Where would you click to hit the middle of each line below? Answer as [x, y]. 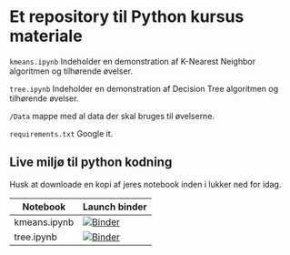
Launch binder [115, 207]
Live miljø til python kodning [91, 163]
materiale [46, 36]
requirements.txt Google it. [61, 133]
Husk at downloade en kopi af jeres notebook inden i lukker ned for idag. [145, 184]
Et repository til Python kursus [127, 17]
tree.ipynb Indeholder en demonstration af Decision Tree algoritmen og [144, 88]
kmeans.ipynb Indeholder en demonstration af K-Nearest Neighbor [133, 61]
